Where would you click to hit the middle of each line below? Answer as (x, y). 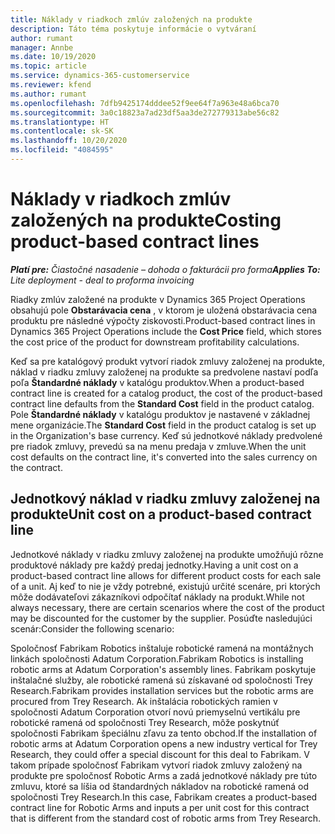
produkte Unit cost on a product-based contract (161, 514)
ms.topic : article (48, 66)
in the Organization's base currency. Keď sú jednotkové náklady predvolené (166, 435)
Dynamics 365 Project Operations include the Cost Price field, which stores (166, 331)
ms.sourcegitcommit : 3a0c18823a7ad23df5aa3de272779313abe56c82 (145, 112)
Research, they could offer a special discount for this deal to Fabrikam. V (160, 754)
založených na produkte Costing (146, 220)
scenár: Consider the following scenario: (92, 628)
